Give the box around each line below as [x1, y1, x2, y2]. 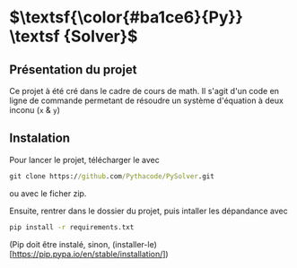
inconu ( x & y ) [9, 105, 61, 115]
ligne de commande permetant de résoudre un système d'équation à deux [9, 95, 284, 106]
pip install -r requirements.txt [9, 222, 135, 231]
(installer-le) [111, 238, 157, 249]
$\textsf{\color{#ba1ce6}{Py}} [9, 7, 244, 28]
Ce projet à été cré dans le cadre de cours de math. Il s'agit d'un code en [9, 86, 280, 96]
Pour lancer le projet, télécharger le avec [9, 154, 160, 165]
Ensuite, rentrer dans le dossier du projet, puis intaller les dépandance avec [9, 205, 289, 216]
